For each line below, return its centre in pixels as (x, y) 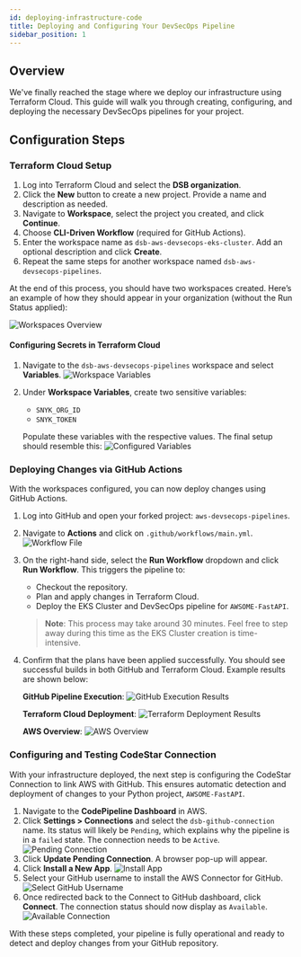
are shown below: (55, 679)
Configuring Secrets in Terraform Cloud (85, 345)
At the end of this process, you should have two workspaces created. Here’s (150, 288)
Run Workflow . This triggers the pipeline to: (104, 570)
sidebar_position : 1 (48, 34)
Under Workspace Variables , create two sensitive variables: (134, 393)
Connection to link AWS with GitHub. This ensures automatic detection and (148, 784)
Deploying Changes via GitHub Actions (96, 470)
